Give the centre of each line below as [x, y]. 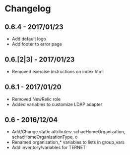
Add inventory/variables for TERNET [49, 148]
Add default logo [29, 39]
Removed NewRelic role [36, 99]
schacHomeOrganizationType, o [45, 137]
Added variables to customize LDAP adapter [57, 104]
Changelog [28, 9]
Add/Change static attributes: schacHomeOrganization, [68, 132]
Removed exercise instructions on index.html [58, 71]
